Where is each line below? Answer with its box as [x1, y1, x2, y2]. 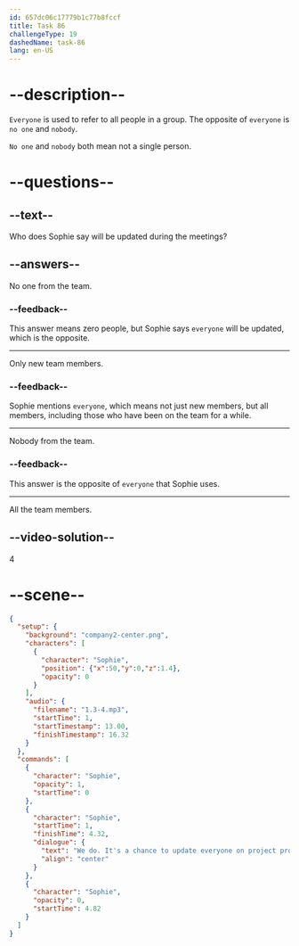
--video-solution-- [9, 530, 115, 545]
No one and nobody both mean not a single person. [9, 141, 192, 152]
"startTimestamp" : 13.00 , [32, 721, 129, 731]
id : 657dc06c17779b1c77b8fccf [9, 12, 122, 22]
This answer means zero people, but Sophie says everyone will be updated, [9, 323, 285, 334]
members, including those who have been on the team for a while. [9, 410, 252, 421]
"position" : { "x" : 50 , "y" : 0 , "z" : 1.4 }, [41, 663, 182, 673]
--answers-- [9, 257, 80, 272]
